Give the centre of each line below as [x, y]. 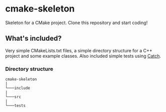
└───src [13, 97]
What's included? [33, 38]
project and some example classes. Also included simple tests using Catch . [83, 56]
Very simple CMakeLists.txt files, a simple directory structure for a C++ [79, 50]
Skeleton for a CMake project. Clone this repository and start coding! [76, 23]
